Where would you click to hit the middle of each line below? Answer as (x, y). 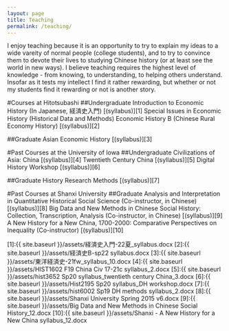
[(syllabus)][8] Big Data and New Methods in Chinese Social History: (104, 208)
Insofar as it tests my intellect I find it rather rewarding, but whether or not (112, 82)
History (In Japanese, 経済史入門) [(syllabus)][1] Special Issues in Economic (114, 111)
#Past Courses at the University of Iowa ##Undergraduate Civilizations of (111, 152)
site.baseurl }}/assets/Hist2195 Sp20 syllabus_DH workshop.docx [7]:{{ (108, 284)
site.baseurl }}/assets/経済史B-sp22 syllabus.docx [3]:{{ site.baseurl (104, 253)
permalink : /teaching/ (40, 26)
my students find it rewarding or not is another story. (81, 89)
